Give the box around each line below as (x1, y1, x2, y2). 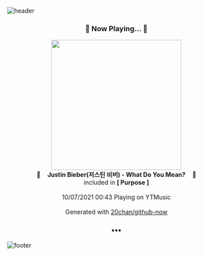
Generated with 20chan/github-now (65, 208, 168, 216)
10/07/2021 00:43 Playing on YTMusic (62, 193, 171, 201)
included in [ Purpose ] (83, 178, 150, 187)
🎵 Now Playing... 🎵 (85, 24, 148, 33)
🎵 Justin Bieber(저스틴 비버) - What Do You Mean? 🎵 (36, 171, 197, 179)
